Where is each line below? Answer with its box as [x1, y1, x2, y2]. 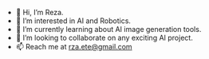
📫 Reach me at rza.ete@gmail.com [15, 42, 133, 51]
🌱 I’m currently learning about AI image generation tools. [15, 25, 202, 33]
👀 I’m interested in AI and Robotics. [15, 16, 132, 26]
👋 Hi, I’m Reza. [15, 8, 64, 17]
